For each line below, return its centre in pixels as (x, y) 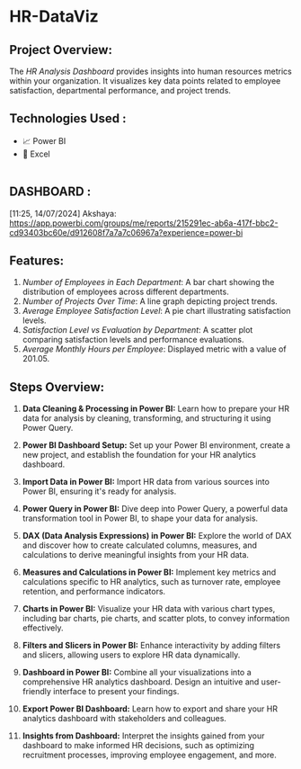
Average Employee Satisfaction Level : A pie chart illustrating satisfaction (156, 311)
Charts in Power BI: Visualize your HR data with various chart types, (149, 609)
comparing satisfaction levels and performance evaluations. (133, 340)
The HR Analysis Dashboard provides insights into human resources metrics (150, 71)
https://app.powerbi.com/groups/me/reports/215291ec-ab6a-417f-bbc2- (144, 223)
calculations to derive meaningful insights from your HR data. (136, 555)
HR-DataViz (54, 17)
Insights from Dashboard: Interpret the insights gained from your (143, 736)
